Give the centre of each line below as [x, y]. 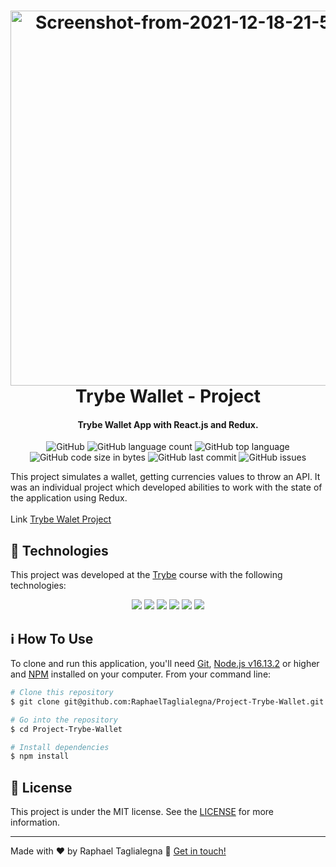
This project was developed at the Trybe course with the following [146, 575]
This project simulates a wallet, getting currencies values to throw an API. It [165, 477]
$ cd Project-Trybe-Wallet [66, 729]
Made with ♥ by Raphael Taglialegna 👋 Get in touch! [118, 851]
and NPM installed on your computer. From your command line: [141, 674]
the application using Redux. [69, 498]
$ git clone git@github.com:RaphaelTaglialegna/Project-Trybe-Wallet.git [167, 701]
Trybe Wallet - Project [168, 396]
